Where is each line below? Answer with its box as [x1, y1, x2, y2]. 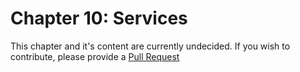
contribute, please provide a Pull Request [10, 50, 180, 62]
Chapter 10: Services [10, 7, 188, 30]
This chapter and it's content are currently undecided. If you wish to [10, 40, 291, 52]
